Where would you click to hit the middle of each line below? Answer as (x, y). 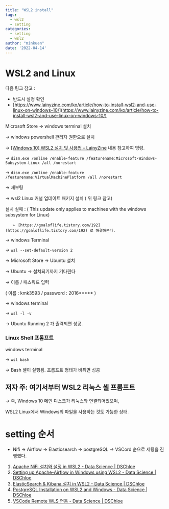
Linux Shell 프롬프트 (30, 338)
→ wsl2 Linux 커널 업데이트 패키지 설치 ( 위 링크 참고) (59, 198)
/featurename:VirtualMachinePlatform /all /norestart (64, 177)
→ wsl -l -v (18, 313)
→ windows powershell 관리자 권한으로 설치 (50, 137)
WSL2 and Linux (40, 73)
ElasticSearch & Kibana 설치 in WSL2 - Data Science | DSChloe (79, 483)
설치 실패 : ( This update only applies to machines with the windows (76, 209)
